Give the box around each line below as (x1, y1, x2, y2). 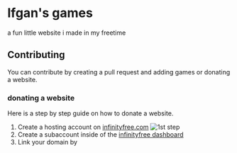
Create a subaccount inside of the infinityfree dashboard (17, 130, 184, 139)
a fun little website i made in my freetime (7, 28, 126, 37)
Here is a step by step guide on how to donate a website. (7, 109, 174, 118)
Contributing (7, 49, 65, 61)
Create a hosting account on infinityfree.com (17, 123, 149, 132)
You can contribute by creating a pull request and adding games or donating (7, 67, 231, 76)
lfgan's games (7, 5, 94, 21)
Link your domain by (17, 138, 78, 147)
